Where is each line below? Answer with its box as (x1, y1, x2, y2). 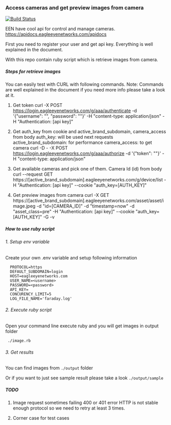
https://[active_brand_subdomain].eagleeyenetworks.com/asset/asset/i (12, 197, 164, 204)
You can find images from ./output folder (5, 365, 93, 371)
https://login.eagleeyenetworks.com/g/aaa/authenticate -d (12, 107, 137, 114)
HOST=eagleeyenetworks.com (10, 273, 68, 279)
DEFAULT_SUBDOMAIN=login (10, 269, 63, 274)
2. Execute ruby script (5, 307, 52, 313)
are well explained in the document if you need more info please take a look (5, 87, 165, 93)
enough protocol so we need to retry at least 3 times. (12, 405, 125, 411)
